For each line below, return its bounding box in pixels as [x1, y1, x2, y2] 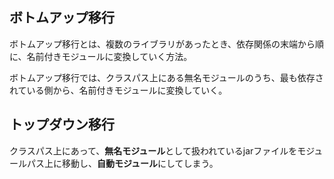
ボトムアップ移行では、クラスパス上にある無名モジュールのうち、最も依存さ [9, 71, 324, 83]
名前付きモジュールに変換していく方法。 [26, 50, 193, 62]
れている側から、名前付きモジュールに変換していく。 [9, 84, 228, 96]
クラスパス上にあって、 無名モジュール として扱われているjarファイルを [9, 144, 298, 157]
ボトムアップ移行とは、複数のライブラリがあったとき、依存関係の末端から [9, 38, 316, 50]
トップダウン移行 [9, 116, 115, 133]
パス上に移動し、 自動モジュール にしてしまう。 [26, 157, 219, 169]
